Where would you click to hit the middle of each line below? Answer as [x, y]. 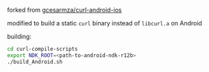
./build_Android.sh [35, 62]
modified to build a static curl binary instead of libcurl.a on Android [104, 23]
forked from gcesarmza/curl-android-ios [64, 10]
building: [20, 36]
